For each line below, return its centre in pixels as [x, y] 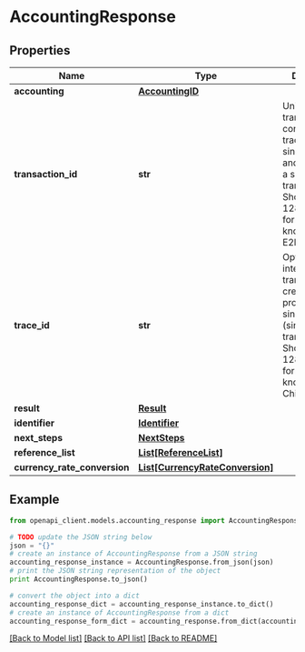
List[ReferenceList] [181, 452]
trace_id [32, 325]
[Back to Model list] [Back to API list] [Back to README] [113, 638]
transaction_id [46, 174]
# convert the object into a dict [75, 596]
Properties [40, 50]
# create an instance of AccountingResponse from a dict [119, 612]
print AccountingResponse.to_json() [79, 579]
